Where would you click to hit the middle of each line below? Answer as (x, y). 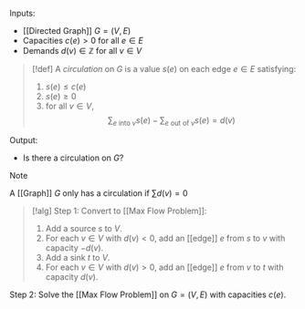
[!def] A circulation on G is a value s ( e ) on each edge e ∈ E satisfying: (164, 69)
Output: (24, 139)
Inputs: (22, 13)
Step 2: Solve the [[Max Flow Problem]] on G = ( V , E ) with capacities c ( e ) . (148, 294)
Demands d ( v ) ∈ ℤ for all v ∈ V (82, 51)
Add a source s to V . (84, 228)
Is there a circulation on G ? (73, 158)
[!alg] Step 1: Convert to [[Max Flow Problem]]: (119, 211)
